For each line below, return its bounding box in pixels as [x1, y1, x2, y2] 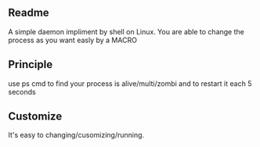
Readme [8, 6, 49, 20]
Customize [8, 109, 63, 124]
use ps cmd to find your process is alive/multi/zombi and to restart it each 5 [8, 78, 252, 88]
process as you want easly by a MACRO [8, 35, 137, 45]
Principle [8, 58, 53, 71]
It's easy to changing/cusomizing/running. [8, 131, 145, 140]
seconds [8, 87, 37, 96]
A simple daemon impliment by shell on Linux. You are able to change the [8, 27, 244, 36]
